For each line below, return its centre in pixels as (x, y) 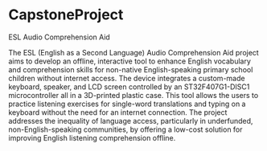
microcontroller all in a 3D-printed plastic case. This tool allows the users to (133, 95)
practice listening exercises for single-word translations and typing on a (127, 104)
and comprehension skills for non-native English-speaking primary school (131, 69)
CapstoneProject (66, 15)
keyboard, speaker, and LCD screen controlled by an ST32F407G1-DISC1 (129, 87)
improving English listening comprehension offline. (92, 137)
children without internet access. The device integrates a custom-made (127, 78)
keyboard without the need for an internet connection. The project (118, 112)
